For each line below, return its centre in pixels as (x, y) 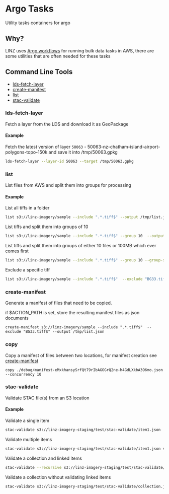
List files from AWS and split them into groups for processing (68, 185)
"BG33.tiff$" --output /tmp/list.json (64, 332)
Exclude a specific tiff (28, 270)
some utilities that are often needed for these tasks (58, 56)
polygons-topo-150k (26, 152)
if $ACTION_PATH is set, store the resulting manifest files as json (72, 313)
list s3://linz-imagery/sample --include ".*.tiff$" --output (72, 217)
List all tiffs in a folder (27, 208)
